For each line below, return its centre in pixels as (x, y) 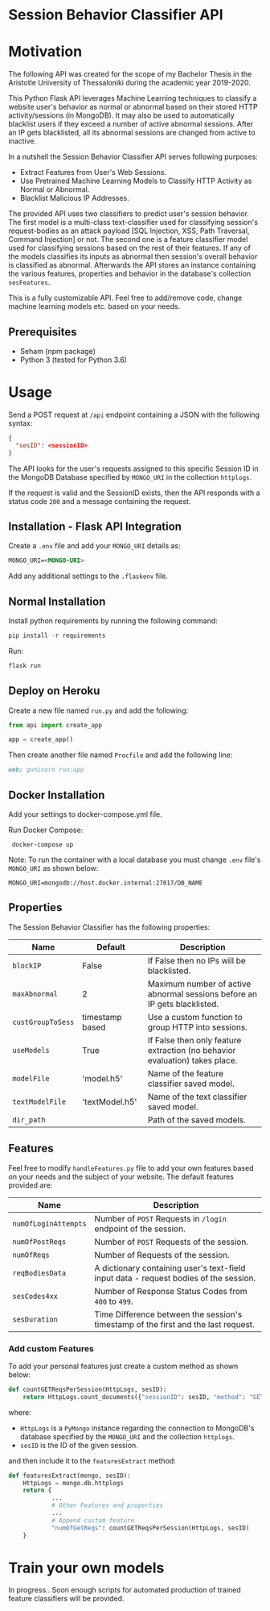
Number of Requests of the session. (162, 1255)
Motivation (45, 52)
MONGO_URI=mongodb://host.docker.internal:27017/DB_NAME (106, 883)
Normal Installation (57, 601)
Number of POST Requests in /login (161, 1218)
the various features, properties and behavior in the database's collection (130, 274)
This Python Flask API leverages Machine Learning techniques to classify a (133, 98)
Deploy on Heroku (54, 691)
